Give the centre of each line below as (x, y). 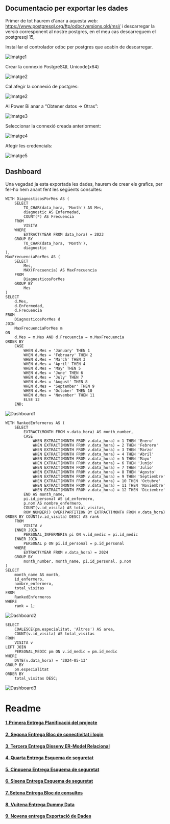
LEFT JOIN (16, 647)
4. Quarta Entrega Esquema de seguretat (50, 758)
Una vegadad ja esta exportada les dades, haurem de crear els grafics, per (84, 184)
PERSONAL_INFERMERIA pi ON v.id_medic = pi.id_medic (81, 534)
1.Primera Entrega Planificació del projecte (51, 723)
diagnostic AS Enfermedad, (52, 212)
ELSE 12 (32, 399)
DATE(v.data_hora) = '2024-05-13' (51, 660)
